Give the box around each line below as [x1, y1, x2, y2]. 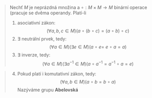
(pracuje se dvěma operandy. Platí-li [9, 10, 86, 16]
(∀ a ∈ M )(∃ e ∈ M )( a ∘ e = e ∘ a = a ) [49, 44, 127, 50]
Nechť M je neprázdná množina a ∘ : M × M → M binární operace [9, 5, 147, 10]
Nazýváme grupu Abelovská [17, 87, 78, 93]
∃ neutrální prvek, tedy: [17, 36, 67, 42]
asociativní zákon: [17, 20, 56, 26]
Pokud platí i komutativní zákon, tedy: [17, 70, 97, 76]
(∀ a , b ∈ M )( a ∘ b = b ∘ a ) [60, 79, 116, 85]
